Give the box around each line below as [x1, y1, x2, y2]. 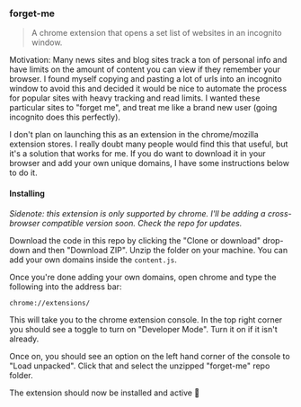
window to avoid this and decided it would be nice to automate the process [9, 84, 288, 94]
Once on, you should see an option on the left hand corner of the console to [9, 350, 290, 361]
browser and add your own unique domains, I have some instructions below [9, 158, 290, 169]
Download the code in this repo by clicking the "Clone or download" [9, 234, 261, 245]
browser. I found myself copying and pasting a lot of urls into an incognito [9, 74, 282, 84]
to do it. [9, 167, 38, 178]
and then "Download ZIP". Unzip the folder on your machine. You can [31, 244, 288, 255]
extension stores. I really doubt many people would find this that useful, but [9, 138, 288, 150]
